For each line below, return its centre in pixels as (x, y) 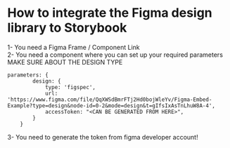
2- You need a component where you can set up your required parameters (115, 55)
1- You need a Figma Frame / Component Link (74, 47)
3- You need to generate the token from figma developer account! (103, 137)
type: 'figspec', (70, 87)
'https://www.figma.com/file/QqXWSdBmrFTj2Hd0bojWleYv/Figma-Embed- (110, 100)
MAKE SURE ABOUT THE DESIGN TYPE (65, 62)
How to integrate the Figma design (110, 13)
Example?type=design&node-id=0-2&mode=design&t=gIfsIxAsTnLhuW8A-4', (111, 106)
